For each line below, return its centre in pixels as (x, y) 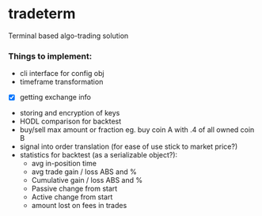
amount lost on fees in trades (79, 206)
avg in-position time (64, 164)
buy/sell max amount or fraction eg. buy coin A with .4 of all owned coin (137, 130)
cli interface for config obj (62, 74)
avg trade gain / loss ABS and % (84, 172)
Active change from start (72, 197)
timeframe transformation (61, 82)
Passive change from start (74, 189)
